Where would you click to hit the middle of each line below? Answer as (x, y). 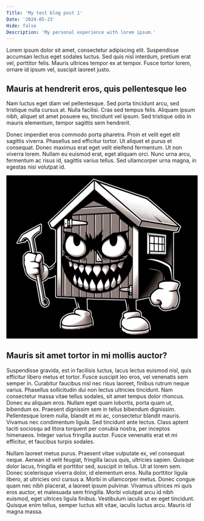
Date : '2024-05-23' (31, 19)
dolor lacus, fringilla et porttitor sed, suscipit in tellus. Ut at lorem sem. (94, 466)
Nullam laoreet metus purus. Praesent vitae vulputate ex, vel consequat (96, 453)
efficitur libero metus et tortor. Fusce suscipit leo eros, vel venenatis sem (97, 377)
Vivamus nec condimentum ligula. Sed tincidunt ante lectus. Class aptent (97, 422)
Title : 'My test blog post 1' (45, 13)
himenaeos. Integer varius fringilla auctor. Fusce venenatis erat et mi (92, 435)
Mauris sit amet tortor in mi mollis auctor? (87, 356)
